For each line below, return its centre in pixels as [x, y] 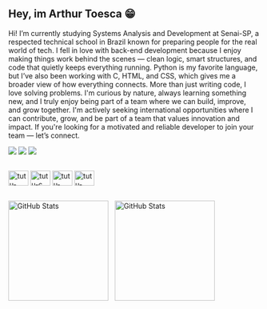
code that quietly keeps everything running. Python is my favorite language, [133, 67]
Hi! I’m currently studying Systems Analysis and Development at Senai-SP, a [134, 33]
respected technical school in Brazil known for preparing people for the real [133, 42]
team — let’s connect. [44, 135]
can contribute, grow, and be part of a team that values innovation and [124, 118]
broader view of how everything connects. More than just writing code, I [127, 84]
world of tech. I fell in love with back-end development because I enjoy [125, 50]
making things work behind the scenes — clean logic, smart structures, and [133, 58]
